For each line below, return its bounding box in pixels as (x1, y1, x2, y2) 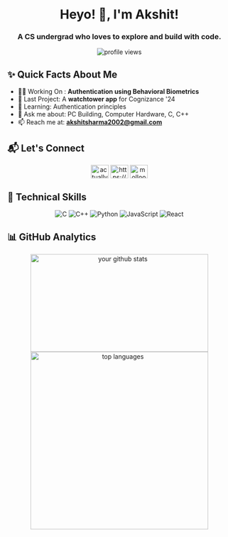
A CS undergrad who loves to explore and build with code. (17, 32, 222, 42)
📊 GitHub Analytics (7, 231, 97, 244)
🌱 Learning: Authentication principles (17, 102, 126, 111)
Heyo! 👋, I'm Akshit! (60, 6, 179, 23)
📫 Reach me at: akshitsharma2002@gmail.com (17, 118, 163, 126)
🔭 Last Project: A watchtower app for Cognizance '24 (17, 95, 175, 104)
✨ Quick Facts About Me (7, 68, 118, 80)
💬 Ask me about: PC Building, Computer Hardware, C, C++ (17, 110, 190, 119)
